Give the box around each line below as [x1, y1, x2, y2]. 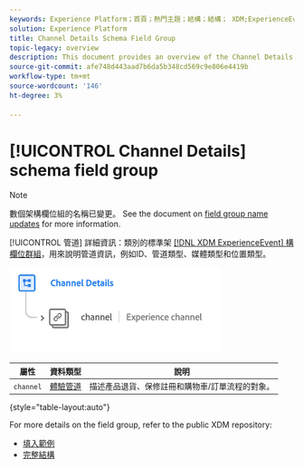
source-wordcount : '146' [9, 81, 103, 91]
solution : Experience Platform [9, 24, 128, 33]
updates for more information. [9, 218, 121, 230]
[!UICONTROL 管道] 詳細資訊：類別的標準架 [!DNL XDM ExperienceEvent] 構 [9, 237, 294, 248]
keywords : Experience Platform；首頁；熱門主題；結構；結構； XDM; [9, 14, 249, 24]
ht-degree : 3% [9, 91, 63, 100]
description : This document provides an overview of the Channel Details [9, 53, 294, 62]
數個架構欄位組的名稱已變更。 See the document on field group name [9, 208, 269, 219]
